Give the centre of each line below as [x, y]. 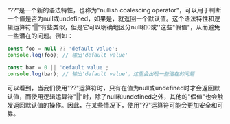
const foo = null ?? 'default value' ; [62, 49]
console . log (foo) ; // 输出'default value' [68, 55]
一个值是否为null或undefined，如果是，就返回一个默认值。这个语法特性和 [111, 18]
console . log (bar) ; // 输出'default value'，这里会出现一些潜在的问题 [101, 74]
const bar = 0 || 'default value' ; [58, 67]
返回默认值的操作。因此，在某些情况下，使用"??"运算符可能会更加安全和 [115, 105]
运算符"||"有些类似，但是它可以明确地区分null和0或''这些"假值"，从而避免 [116, 27]
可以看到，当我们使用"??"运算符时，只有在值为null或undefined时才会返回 [111, 88]
